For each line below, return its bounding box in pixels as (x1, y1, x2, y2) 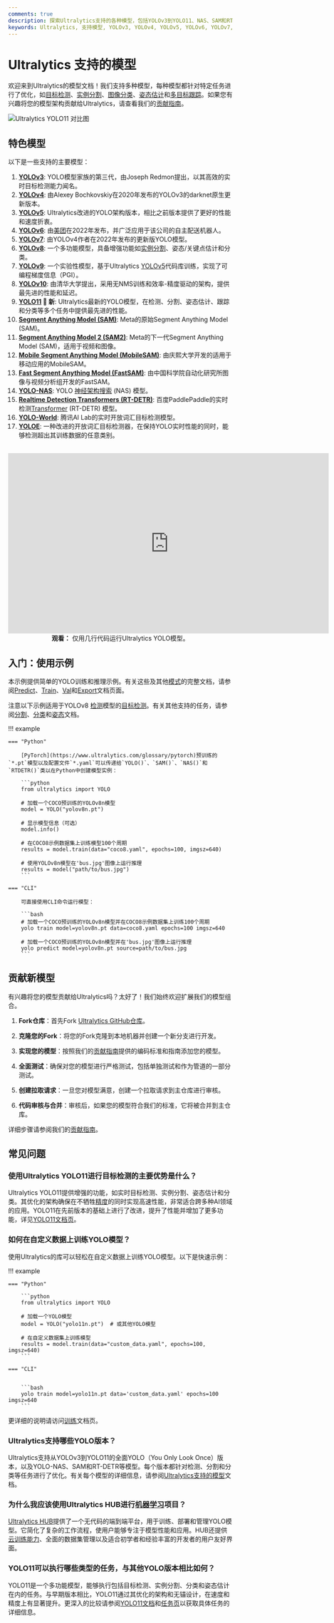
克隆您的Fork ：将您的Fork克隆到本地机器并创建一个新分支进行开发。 (18, 1031, 220, 1040)
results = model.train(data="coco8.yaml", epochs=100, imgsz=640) (21, 846, 222, 853)
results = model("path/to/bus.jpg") (21, 866, 130, 873)
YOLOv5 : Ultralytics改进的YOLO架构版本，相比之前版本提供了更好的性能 (18, 208, 231, 217)
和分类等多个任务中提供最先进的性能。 (18, 306, 131, 315)
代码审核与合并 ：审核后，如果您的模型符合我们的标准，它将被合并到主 (18, 1101, 225, 1109)
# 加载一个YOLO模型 (21, 1312, 72, 1320)
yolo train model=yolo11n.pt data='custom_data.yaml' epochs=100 (21, 1390, 219, 1397)
